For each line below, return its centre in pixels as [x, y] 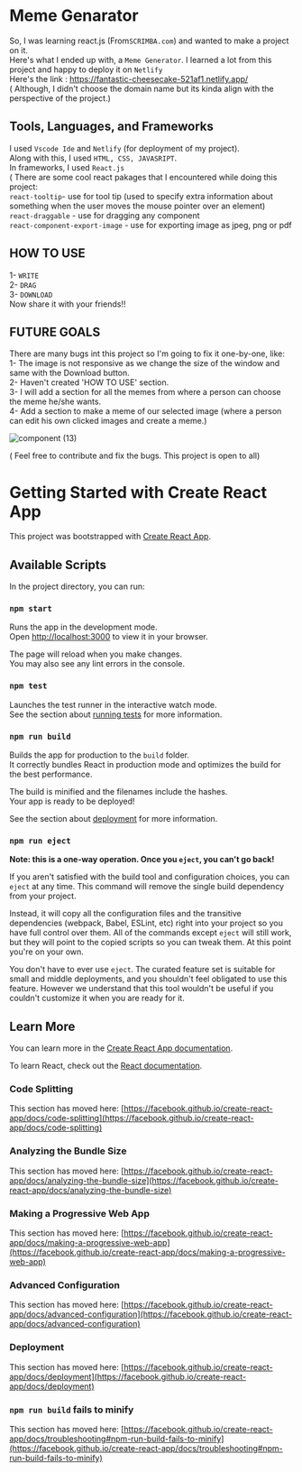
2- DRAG [23, 284]
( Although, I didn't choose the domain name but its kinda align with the [142, 88]
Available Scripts [58, 565]
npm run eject [40, 841]
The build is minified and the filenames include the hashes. [119, 792]
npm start [31, 609]
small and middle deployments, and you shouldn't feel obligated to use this [148, 979]
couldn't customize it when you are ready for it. [97, 998]
